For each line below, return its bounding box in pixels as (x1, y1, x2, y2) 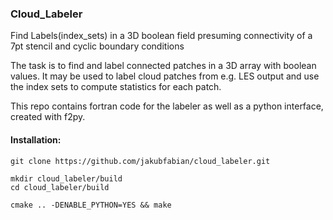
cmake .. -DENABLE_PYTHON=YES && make (10, 200, 172, 210)
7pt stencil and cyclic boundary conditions (10, 40, 185, 52)
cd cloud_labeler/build (10, 182, 110, 192)
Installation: (10, 133, 62, 146)
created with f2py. (10, 111, 86, 123)
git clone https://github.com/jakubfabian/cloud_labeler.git (10, 156, 271, 166)
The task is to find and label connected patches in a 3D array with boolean (10, 60, 317, 72)
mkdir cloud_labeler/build (10, 173, 123, 184)
